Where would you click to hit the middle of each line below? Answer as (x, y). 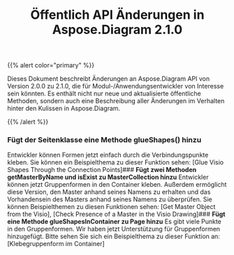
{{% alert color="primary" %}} (51, 65)
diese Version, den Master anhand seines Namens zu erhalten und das (109, 192)
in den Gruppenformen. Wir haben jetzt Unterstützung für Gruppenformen (114, 229)
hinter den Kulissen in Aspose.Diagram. (64, 109)
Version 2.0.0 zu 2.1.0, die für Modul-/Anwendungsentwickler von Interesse (116, 86)
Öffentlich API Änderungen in (117, 15)
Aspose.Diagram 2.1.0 (117, 30)
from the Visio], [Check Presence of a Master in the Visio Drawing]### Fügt (116, 214)
